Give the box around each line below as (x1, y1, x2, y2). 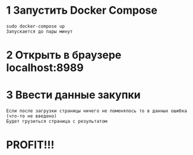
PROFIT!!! (6, 138, 55, 152)
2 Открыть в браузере (6, 48, 122, 62)
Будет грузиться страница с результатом (6, 119, 108, 125)
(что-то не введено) (6, 113, 58, 119)
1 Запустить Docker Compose (6, 4, 157, 17)
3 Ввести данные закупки (6, 88, 141, 102)
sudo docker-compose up (6, 23, 65, 29)
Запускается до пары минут (6, 28, 73, 35)
